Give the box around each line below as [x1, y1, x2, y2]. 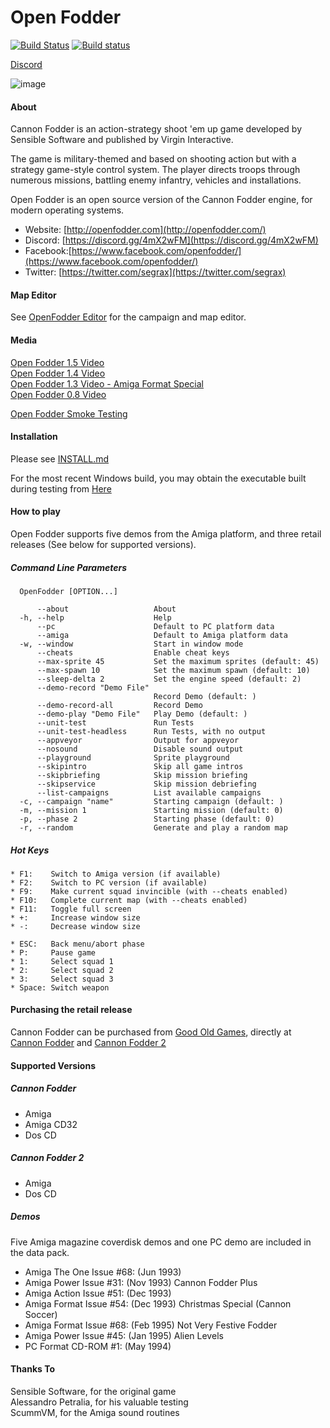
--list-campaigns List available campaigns [36, 787, 262, 798]
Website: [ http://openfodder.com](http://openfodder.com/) [24, 224, 267, 236]
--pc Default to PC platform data [36, 621, 275, 631]
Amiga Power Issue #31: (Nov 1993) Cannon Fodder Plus [24, 1276, 258, 1288]
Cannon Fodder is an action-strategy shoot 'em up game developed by [10, 123, 303, 135]
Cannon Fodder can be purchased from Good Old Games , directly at [10, 1026, 292, 1038]
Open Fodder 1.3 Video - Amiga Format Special [10, 377, 204, 390]
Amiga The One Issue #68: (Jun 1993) [24, 1266, 182, 1278]
